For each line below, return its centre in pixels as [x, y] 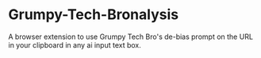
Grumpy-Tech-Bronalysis [94, 15]
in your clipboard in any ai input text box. [75, 44]
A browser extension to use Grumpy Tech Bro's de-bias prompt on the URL [131, 37]
